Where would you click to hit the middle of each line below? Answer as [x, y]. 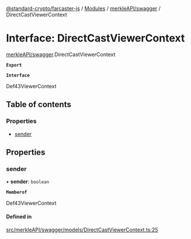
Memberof [17, 192]
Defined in [19, 216]
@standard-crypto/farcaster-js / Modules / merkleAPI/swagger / [83, 8]
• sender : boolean [28, 182]
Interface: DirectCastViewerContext [95, 38]
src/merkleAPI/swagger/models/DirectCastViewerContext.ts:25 [82, 230]
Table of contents [39, 105]
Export [14, 65]
